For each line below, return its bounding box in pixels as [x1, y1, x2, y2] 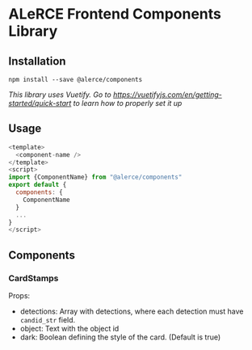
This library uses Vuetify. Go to [8, 90, 111, 99]
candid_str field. [19, 315, 76, 324]
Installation [8, 54, 66, 68]
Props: [8, 291, 31, 300]
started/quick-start [8, 99, 72, 108]
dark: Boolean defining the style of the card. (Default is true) [19, 332, 221, 342]
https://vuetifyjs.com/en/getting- [112, 90, 222, 99]
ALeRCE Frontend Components [8, 5, 222, 23]
